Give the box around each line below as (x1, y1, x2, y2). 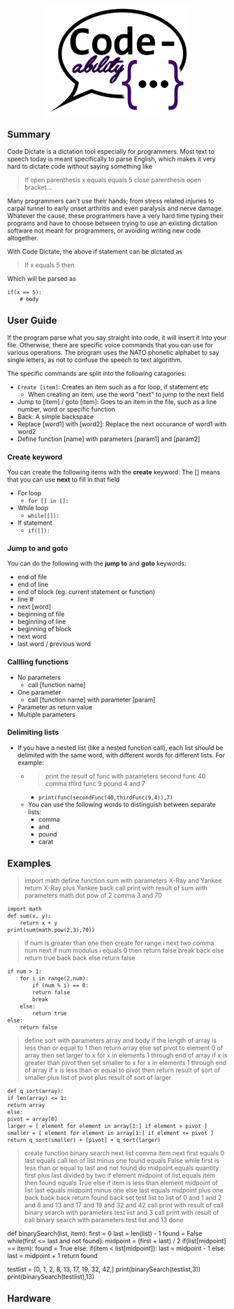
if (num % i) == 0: (32, 982, 89, 989)
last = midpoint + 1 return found (7, 1251, 98, 1259)
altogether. (7, 233, 38, 242)
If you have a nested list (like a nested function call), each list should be (17, 743, 224, 752)
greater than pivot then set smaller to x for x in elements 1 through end (24, 1058, 227, 1066)
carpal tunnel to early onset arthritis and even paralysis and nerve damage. (7, 204, 224, 212)
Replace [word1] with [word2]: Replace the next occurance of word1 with (17, 419, 227, 428)
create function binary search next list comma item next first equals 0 (24, 1148, 225, 1157)
